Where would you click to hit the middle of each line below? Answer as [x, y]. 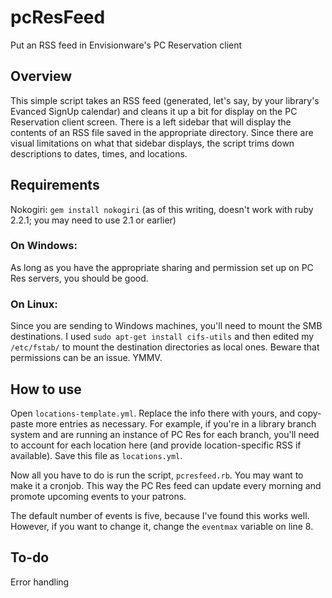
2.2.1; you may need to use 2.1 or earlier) [93, 220]
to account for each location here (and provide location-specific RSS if [156, 445]
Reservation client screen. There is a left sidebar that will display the [151, 122]
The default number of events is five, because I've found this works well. [160, 515]
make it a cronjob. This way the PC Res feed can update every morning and [166, 485]
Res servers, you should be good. [79, 278]
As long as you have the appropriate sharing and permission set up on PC [162, 267]
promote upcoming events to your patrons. [98, 496]
